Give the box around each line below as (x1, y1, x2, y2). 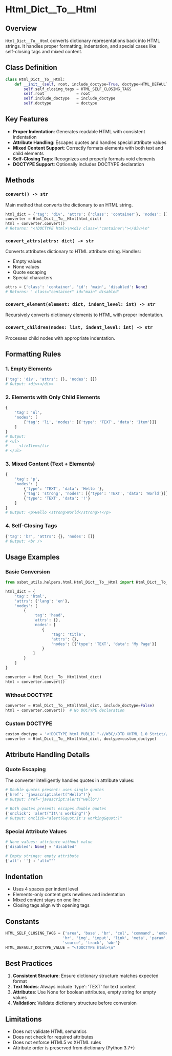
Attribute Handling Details (5, 751, 90, 759)
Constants (5, 917, 39, 926)
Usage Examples (5, 552, 60, 562)
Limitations (5, 1014, 42, 1023)
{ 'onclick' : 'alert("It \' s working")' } (5, 811, 91, 816)
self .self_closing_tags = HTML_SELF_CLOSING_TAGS (24, 86, 132, 92)
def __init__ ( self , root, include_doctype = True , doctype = (14, 81, 141, 87)
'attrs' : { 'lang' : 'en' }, (14, 598, 70, 604)
